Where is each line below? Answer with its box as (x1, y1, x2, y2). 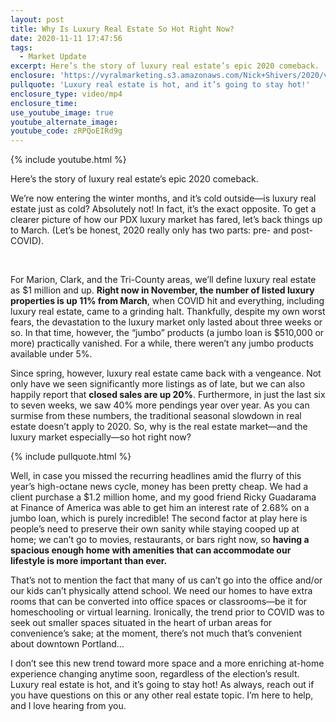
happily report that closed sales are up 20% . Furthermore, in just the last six (10, 389, 326, 401)
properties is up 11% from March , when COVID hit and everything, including (10, 295, 325, 307)
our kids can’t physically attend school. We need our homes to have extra (10, 585, 313, 597)
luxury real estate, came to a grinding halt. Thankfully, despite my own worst (10, 306, 326, 318)
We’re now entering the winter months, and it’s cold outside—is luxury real (10, 192, 317, 205)
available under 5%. (10, 348, 93, 360)
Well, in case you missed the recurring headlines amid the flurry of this (10, 470, 302, 482)
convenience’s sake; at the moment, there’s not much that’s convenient (10, 627, 303, 640)
